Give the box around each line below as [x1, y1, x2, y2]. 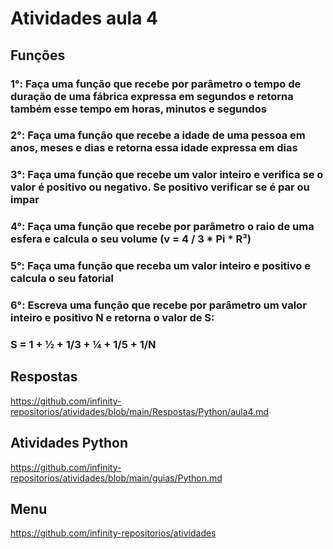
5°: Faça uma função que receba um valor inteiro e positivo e [10, 259, 311, 273]
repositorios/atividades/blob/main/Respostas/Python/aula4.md [10, 405, 269, 417]
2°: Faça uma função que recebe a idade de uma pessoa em [10, 128, 306, 142]
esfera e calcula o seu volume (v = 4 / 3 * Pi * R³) [10, 232, 252, 246]
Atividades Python [10, 435, 129, 452]
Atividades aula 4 [10, 7, 159, 30]
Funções [10, 47, 66, 64]
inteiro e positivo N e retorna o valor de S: [10, 311, 215, 325]
